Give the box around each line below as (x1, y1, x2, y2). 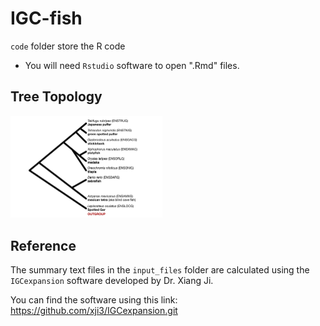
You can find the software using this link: (10, 294, 178, 306)
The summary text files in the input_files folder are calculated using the (10, 264, 310, 276)
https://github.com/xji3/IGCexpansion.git (10, 305, 178, 317)
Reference (10, 237, 77, 254)
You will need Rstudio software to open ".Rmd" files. (24, 59, 240, 71)
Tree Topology (10, 88, 103, 106)
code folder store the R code (10, 40, 126, 52)
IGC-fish (10, 7, 83, 30)
